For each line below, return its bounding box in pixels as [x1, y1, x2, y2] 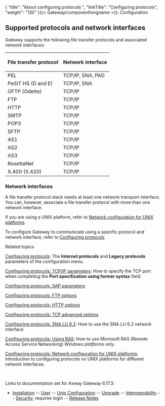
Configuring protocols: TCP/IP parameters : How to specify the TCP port [5, 268, 151, 274]
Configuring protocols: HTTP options [5, 302, 81, 308]
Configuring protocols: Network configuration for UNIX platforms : [5, 351, 138, 357]
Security [15, 395, 33, 401]
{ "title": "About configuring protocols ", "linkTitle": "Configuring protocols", [5, 4, 158, 10]
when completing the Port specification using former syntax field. [5, 273, 142, 279]
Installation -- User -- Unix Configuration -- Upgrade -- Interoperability [12, 390, 157, 396]
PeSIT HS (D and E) [7, 80, 53, 87]
